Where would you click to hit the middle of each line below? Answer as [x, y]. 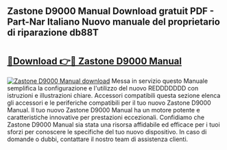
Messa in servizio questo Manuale [159, 81]
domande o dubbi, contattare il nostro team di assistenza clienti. [98, 139]
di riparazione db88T [53, 33]
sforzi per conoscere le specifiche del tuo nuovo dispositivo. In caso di [107, 132]
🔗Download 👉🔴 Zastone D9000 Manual [94, 61]
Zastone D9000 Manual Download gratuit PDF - [111, 11]
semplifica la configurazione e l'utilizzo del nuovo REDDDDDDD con [103, 88]
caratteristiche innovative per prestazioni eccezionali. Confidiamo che [106, 117]
